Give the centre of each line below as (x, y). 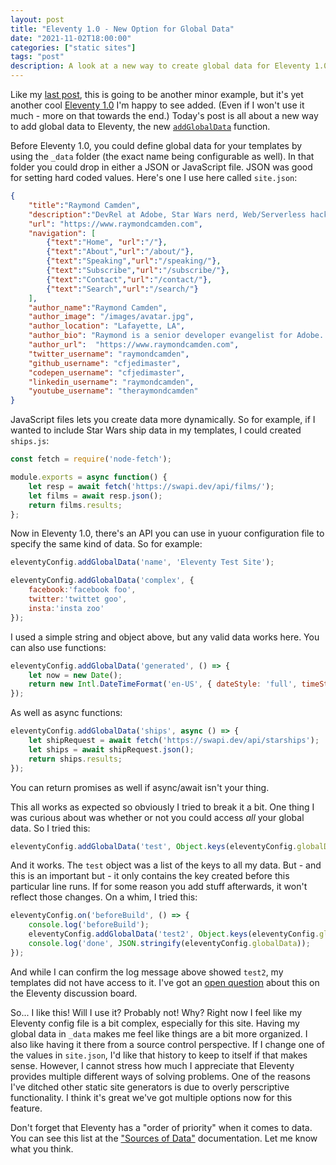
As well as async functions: (66, 713)
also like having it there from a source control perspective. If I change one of (167, 1044)
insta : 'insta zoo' (66, 608)
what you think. (42, 1148)
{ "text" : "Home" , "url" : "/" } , (107, 242)
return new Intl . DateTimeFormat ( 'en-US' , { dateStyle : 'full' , (163, 684)
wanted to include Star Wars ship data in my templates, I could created (156, 430)
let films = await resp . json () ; (95, 496)
